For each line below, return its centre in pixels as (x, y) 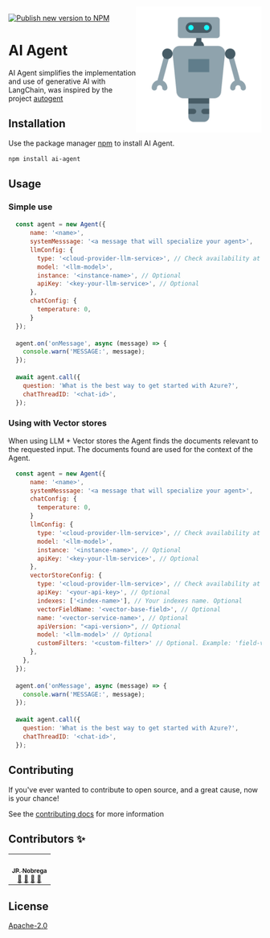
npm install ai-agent (45, 158)
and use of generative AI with (57, 81)
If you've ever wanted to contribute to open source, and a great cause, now (133, 789)
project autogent (36, 98)
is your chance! (34, 798)
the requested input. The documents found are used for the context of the (131, 449)
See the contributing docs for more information (86, 813)
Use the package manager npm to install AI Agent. (92, 143)
